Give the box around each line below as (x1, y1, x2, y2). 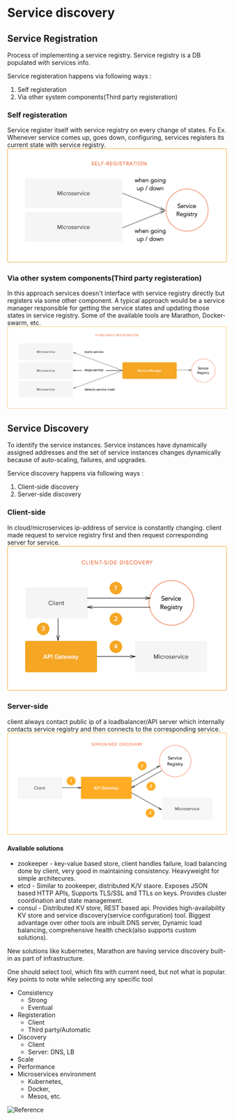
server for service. (7, 538, 61, 546)
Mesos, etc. (27, 1092, 62, 1101)
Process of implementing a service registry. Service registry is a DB (7, 51, 201, 59)
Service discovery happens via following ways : (7, 469, 144, 478)
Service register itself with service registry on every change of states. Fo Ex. (7, 126, 226, 134)
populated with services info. (7, 58, 91, 67)
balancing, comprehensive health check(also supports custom (17, 926, 196, 934)
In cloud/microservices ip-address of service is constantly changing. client (7, 523, 222, 532)
